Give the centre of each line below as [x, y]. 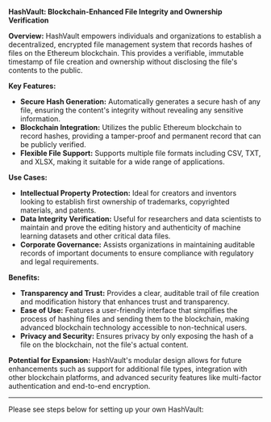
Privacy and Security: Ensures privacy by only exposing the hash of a [137, 336]
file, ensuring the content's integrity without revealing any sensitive [131, 110]
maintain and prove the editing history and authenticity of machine [130, 227]
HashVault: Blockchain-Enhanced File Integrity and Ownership [115, 12]
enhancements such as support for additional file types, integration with [128, 369]
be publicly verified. [53, 144]
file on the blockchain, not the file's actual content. [104, 344]
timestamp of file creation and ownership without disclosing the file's [123, 61]
